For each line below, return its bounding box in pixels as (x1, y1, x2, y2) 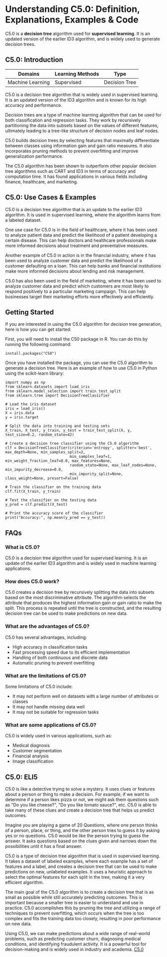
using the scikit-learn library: (5, 370, 64, 377)
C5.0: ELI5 (5, 773, 38, 781)
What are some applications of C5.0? (5, 721, 97, 728)
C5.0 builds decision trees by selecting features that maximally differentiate (5, 137, 160, 143)
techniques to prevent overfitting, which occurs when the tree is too (5, 910, 144, 916)
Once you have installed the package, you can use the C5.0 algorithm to (5, 360, 153, 366)
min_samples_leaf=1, (69, 454, 112, 459)
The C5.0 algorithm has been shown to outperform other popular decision (5, 163, 157, 169)
